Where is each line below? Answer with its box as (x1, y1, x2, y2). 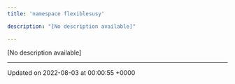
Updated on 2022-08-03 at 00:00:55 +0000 (7, 68, 136, 77)
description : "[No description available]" (7, 22, 136, 30)
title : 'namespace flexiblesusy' (7, 10, 105, 17)
